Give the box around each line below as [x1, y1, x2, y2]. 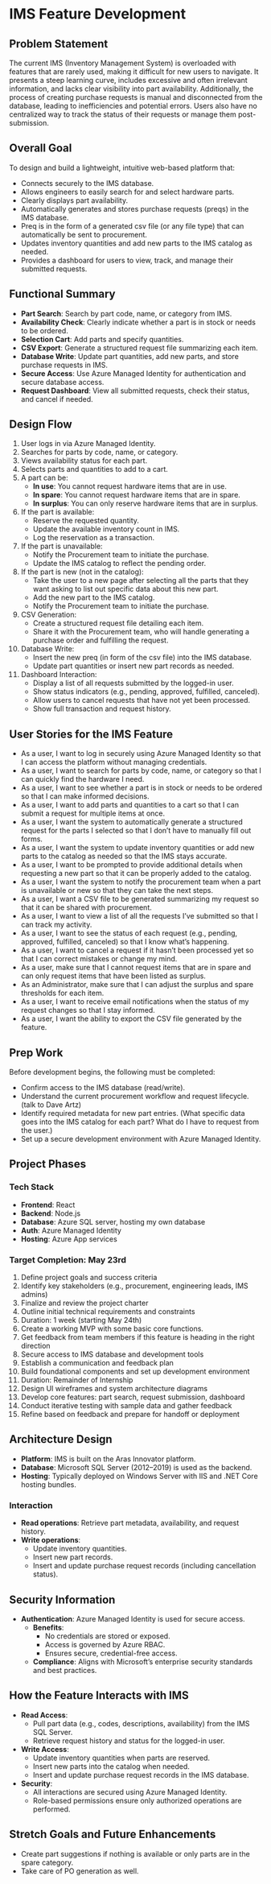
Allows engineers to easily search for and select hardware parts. [20, 187, 235, 196]
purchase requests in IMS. [20, 360, 108, 370]
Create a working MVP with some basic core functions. [20, 1324, 204, 1333]
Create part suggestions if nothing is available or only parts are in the [20, 1849, 250, 1858]
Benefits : [32, 1622, 64, 1632]
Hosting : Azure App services [20, 1233, 117, 1244]
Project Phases [9, 1157, 87, 1171]
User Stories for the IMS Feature [9, 727, 174, 741]
